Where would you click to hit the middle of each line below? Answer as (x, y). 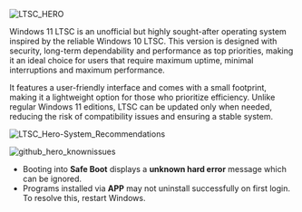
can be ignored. (52, 178)
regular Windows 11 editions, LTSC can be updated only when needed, (141, 107)
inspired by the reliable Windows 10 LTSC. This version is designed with (143, 41)
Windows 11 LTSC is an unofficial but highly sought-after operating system (148, 31)
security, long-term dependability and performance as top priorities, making (151, 51)
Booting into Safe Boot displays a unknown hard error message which (155, 169)
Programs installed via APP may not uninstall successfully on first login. (156, 188)
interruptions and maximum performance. (87, 70)
